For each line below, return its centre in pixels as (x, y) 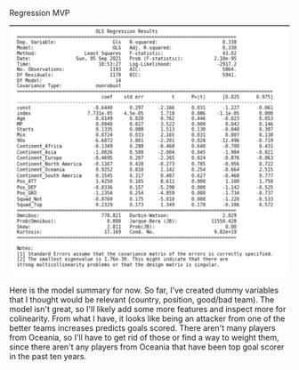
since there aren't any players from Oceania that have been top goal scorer (147, 347)
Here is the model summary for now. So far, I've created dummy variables (144, 290)
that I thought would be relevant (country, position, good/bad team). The (142, 300)
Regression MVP (40, 13)
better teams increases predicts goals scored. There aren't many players (142, 328)
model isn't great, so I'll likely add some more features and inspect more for (148, 310)
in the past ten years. (48, 357)
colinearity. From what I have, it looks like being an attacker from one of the (147, 318)
